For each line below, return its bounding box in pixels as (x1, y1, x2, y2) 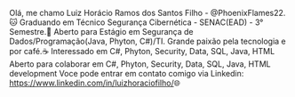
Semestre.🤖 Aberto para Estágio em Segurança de (9, 27, 194, 36)
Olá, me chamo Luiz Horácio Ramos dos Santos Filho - (9, 8, 209, 18)
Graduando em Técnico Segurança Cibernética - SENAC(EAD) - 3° (19, 17, 264, 28)
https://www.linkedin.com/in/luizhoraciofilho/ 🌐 (9, 77, 180, 88)
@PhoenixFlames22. (210, 8, 286, 18)
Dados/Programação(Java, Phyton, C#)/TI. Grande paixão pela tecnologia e (9, 36, 286, 46)
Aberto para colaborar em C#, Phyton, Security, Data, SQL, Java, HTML (9, 59, 271, 69)
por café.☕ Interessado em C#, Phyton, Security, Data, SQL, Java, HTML (9, 46, 275, 56)
